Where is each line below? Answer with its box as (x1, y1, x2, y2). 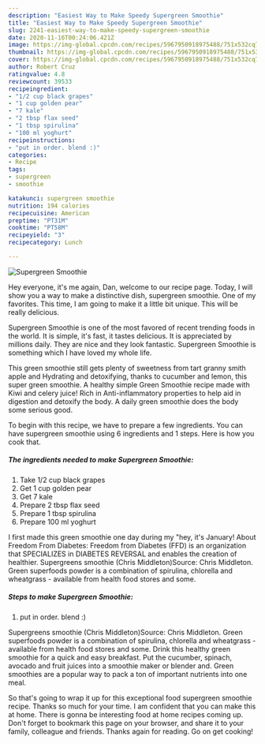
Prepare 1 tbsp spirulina (19, 508, 97, 518)
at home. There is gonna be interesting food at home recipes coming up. (8, 709, 244, 719)
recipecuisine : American (8, 209, 90, 217)
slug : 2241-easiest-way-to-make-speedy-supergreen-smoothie (8, 26, 211, 34)
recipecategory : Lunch (8, 238, 83, 247)
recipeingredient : (8, 84, 69, 93)
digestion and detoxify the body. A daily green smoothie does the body (8, 396, 239, 406)
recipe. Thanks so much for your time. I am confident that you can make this (8, 701, 256, 711)
